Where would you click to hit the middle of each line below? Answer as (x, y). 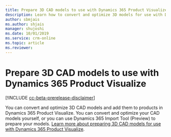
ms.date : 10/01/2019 (27, 33)
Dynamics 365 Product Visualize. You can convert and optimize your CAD (82, 113)
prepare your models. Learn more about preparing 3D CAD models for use (83, 124)
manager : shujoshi (25, 29)
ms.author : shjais (25, 24)
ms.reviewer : (19, 48)
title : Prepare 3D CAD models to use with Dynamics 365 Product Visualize (86, 10)
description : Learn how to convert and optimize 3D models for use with (84, 15)
